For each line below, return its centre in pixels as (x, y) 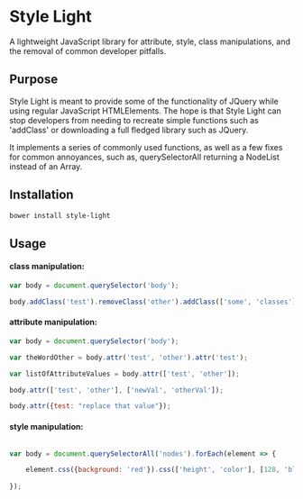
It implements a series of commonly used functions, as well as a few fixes (146, 147)
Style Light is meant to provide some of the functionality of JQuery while (144, 101)
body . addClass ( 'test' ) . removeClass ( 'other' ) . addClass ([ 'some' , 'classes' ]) (155, 302)
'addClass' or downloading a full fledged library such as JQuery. (129, 130)
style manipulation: (46, 426)
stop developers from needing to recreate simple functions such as (134, 120)
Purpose (34, 80)
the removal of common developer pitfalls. (88, 50)
